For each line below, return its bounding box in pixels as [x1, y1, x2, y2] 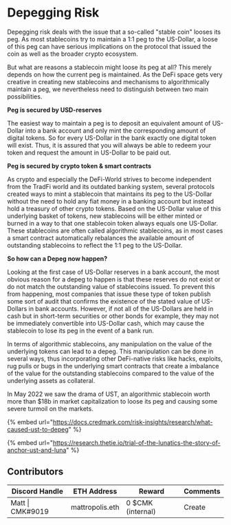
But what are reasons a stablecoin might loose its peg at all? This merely [7, 63, 212, 71]
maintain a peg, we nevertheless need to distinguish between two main [7, 85, 208, 93]
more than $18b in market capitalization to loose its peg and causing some [7, 397, 218, 405]
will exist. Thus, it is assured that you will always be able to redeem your [7, 141, 212, 149]
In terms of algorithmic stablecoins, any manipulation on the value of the [7, 339, 212, 348]
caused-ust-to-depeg [7, 425, 69, 433]
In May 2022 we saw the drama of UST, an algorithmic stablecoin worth [7, 390, 211, 398]
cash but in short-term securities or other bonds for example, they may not [7, 312, 219, 320]
